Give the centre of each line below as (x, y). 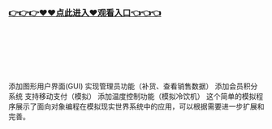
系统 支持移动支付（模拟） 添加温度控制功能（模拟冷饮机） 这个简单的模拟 (132, 97)
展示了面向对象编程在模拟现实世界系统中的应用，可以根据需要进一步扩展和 (140, 106)
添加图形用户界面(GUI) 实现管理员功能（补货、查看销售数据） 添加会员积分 (133, 86)
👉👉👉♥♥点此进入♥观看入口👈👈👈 (85, 12)
